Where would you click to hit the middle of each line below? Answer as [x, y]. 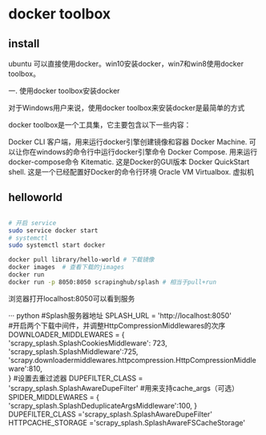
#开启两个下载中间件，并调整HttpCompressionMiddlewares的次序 [117, 325]
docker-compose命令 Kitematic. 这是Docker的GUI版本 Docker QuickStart [129, 162]
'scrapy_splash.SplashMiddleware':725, [73, 351]
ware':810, [25, 369]
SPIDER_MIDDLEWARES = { [54, 397]
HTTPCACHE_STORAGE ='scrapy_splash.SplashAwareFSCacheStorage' [127, 422]
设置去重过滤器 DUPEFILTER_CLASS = [80, 378]
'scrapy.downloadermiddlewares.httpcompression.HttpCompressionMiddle [132, 360]
